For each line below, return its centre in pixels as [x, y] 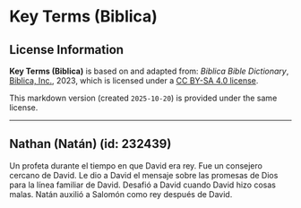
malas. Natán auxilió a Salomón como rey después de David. [121, 194]
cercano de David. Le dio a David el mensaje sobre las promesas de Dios [144, 175]
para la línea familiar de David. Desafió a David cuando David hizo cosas [142, 185]
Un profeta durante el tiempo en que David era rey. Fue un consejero [136, 165]
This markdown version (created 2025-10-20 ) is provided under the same [143, 98]
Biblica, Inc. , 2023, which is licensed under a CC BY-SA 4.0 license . [134, 81]
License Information [66, 50]
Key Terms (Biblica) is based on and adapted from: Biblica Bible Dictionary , [149, 71]
